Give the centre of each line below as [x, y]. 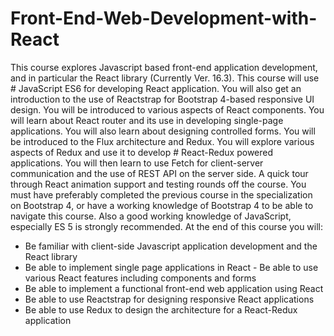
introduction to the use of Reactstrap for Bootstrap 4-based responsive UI [162, 99]
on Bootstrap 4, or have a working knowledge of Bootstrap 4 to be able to [162, 205]
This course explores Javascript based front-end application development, [164, 67]
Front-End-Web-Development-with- [164, 18]
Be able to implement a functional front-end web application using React [174, 288]
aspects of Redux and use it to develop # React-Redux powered [142, 152]
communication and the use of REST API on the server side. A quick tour [159, 173]
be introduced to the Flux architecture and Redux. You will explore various [162, 141]
